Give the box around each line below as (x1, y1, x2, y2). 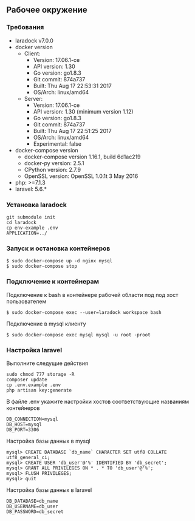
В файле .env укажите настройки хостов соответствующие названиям (6, 398, 190, 405)
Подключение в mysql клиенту (6, 320, 86, 327)
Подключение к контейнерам (6, 278, 99, 286)
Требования (6, 23, 44, 32)
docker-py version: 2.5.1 (24, 159, 84, 166)
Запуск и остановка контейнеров (6, 244, 111, 253)
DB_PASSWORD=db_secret (6, 508, 64, 515)
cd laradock (6, 219, 36, 225)
